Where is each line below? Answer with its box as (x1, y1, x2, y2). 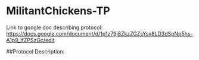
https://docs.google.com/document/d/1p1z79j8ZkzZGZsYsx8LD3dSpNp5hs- (6, 30, 193, 37)
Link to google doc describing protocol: (6, 24, 103, 31)
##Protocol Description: (6, 48, 65, 55)
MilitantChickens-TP (6, 4, 110, 18)
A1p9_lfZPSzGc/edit (6, 36, 55, 43)
